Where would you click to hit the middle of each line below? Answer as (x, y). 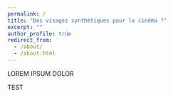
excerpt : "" (25, 27)
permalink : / (27, 14)
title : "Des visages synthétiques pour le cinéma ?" (87, 21)
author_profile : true (40, 34)
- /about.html (35, 54)
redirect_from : (30, 40)
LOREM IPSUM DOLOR (41, 73)
